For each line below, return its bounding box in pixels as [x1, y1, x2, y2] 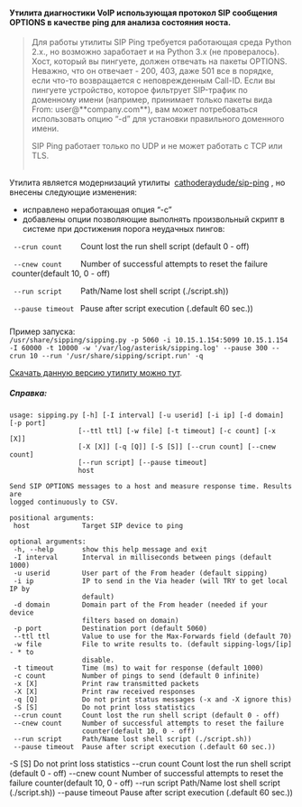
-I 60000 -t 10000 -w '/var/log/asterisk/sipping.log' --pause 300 [9, 343, 269, 352]
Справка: [9, 388, 48, 399]
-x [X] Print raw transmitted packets [13, 679, 200, 688]
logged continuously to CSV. [9, 497, 119, 506]
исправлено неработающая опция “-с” [22, 204, 173, 216]
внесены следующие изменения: [9, 187, 138, 198]
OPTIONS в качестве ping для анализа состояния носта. [9, 16, 232, 27]
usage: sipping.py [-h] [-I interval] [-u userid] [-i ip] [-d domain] [9, 411, 284, 420]
